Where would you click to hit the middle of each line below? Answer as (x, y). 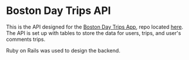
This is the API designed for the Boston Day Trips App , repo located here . (95, 27)
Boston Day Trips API (59, 11)
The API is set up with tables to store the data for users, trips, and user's (94, 33)
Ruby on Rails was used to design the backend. (63, 50)
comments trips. (26, 39)
